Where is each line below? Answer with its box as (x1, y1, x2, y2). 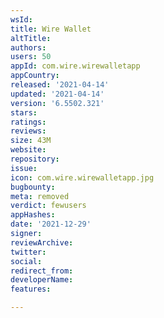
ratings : (10, 117, 47, 127)
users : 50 (10, 52, 52, 62)
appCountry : (10, 71, 60, 81)
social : (10, 256, 43, 266)
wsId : (10, 14, 33, 25)
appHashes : (10, 210, 56, 220)
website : (10, 145, 47, 155)
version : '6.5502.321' (10, 98, 105, 108)
